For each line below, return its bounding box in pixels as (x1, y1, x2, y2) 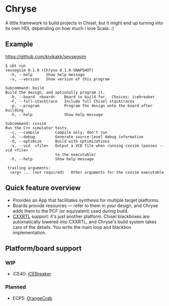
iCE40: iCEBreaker (12, 271, 52, 277)
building (5, 108, 24, 113)
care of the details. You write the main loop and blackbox (12, 224, 132, 230)
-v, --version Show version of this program (10, 77, 110, 82)
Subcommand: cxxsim (5, 121, 47, 126)
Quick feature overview (5, 184, 81, 192)
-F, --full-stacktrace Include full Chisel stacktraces (10, 98, 135, 104)
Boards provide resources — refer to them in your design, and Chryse (12, 202, 158, 209)
